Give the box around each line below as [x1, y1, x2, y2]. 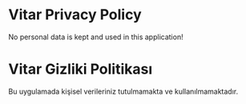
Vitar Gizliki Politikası [8, 60, 153, 78]
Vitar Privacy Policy [8, 6, 142, 24]
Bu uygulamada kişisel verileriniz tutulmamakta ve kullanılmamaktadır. [8, 86, 239, 96]
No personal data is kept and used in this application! [8, 32, 183, 42]
